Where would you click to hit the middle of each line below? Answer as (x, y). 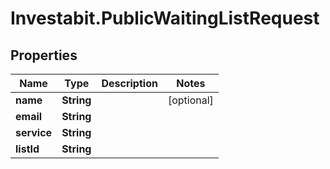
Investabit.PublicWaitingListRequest (165, 18)
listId (27, 149)
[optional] (190, 100)
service (34, 132)
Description (129, 83)
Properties (44, 55)
